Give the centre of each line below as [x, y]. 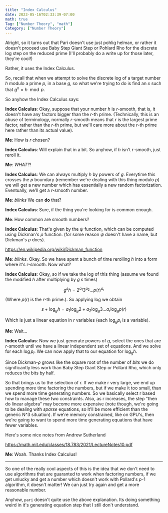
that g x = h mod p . [25, 89]
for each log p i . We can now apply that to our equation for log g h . [71, 352]
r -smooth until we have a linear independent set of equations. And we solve [83, 346]
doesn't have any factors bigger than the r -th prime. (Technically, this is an [82, 114]
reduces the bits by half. [30, 373]
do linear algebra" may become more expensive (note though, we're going [82, 404]
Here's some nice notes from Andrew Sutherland [55, 435]
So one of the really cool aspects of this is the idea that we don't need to [80, 468]
